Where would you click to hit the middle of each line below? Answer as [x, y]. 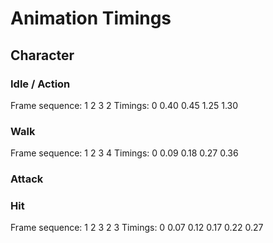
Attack [27, 179]
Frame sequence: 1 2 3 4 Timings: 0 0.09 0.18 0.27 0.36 [124, 153]
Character [42, 55]
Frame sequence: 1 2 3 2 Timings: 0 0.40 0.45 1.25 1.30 [124, 105]
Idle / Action [40, 84]
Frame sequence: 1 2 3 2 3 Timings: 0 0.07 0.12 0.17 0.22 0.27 [137, 228]
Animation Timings [91, 18]
